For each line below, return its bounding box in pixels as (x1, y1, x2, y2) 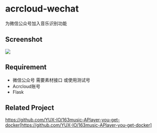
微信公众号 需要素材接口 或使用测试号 (12, 77, 91, 83)
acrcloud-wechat (5, 3, 79, 15)
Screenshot (5, 35, 43, 44)
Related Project (5, 103, 54, 112)
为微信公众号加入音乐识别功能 (5, 20, 67, 26)
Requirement (5, 63, 47, 72)
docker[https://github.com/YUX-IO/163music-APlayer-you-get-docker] (5, 122, 152, 128)
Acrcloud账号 (12, 83, 41, 89)
